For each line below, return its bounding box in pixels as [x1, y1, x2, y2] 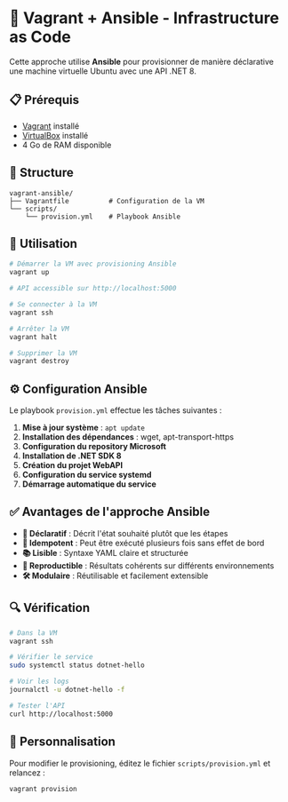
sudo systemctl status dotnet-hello [9, 661, 145, 670]
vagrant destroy [9, 357, 69, 366]
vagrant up [9, 268, 50, 277]
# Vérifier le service [9, 653, 93, 662]
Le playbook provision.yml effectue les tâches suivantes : [9, 405, 222, 416]
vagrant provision [9, 784, 77, 793]
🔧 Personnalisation [9, 735, 116, 750]
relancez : [9, 767, 46, 778]
